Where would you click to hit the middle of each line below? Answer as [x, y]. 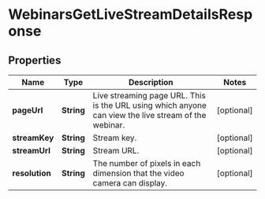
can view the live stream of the [149, 115]
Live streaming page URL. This [149, 96]
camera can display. [130, 183]
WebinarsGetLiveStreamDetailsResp [131, 15]
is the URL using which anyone [150, 105]
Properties [35, 60]
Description [151, 82]
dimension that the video [138, 173]
